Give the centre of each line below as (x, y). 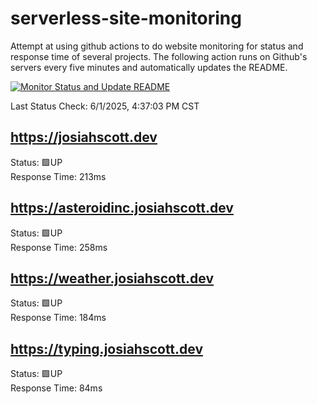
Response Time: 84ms (56, 388)
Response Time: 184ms (58, 318)
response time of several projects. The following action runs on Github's (159, 56)
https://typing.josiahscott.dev (107, 348)
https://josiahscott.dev (84, 137)
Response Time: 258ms (59, 247)
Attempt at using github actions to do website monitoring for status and (157, 46)
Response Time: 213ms (58, 176)
